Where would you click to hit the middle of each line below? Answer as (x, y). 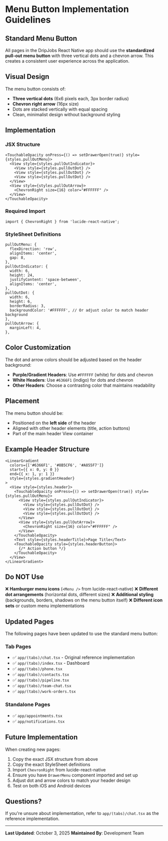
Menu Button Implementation (67, 9)
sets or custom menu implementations (45, 606)
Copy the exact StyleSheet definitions (51, 764)
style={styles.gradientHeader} (42, 478)
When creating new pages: (33, 749)
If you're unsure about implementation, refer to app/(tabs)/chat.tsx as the (82, 813)
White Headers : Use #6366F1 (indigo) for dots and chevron (73, 380)
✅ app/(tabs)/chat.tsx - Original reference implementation (73, 658)
